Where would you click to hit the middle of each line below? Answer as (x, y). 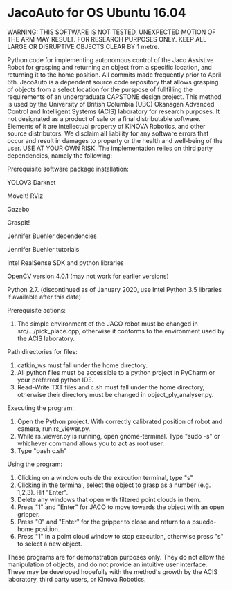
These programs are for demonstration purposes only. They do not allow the (116, 557)
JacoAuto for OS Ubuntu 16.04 (97, 13)
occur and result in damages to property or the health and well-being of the (115, 140)
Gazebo (18, 209)
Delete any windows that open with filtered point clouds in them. (109, 499)
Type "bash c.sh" (42, 450)
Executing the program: (41, 408)
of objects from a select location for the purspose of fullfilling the (100, 89)
